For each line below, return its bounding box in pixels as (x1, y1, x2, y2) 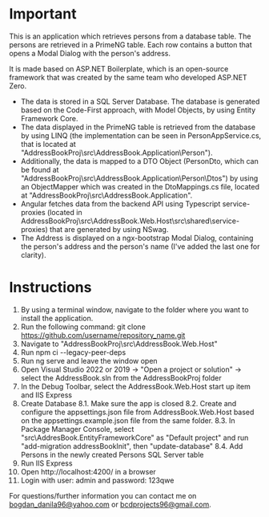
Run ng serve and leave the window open (20, 356, 159, 365)
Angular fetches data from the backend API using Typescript (20, 198, 221, 209)
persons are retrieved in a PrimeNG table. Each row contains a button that (9, 39, 253, 49)
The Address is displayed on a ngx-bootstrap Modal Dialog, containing (20, 233, 254, 242)
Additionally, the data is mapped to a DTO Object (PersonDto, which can (20, 156, 259, 165)
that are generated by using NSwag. (50, 224, 169, 234)
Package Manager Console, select (20, 424, 134, 434)
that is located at (20, 139, 77, 149)
